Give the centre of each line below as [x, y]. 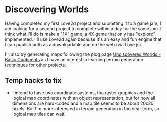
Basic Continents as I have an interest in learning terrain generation [74, 59]
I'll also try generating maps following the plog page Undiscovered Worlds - [83, 54]
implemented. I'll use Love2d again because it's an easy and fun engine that [83, 39]
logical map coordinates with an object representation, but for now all [84, 98]
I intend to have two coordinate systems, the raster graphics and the [83, 93]
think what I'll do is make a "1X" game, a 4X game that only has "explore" [80, 34]
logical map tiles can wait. [39, 114]
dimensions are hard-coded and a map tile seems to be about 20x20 [83, 103]
